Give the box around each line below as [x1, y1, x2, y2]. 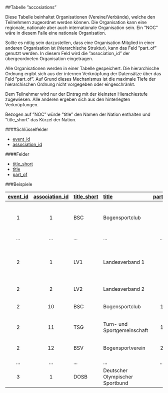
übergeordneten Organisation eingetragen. [5, 56, 93, 62]
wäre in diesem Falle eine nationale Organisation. [5, 30, 106, 36]
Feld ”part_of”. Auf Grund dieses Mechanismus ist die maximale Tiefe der [5, 76, 156, 82]
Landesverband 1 [103, 259, 145, 265]
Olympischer [103, 373, 133, 380]
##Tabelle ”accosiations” [5, 5, 56, 10]
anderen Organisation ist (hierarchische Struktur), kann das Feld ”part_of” [5, 45, 156, 51]
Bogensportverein [103, 344, 146, 351]
